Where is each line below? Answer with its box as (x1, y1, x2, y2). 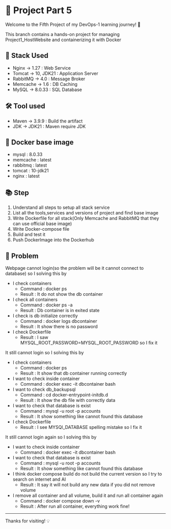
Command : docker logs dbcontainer (20, 318, 98, 324)
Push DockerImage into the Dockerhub (12, 237, 94, 243)
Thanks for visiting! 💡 (5, 518, 50, 524)
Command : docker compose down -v (20, 498, 100, 504)
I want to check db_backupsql (12, 386, 76, 392)
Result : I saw (20, 334, 48, 340)
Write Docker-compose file (12, 226, 70, 232)
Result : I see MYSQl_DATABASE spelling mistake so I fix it (20, 424, 142, 430)
